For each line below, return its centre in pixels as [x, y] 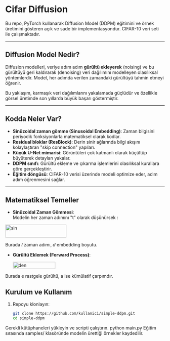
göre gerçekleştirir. [32, 168]
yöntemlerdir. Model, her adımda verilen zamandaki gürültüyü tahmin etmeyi [84, 77]
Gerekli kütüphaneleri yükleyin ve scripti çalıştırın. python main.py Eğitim [81, 328]
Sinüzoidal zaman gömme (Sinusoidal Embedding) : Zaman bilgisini [83, 131]
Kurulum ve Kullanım [39, 292]
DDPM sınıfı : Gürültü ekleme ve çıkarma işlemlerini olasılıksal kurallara [86, 163]
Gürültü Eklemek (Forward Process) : [52, 255]
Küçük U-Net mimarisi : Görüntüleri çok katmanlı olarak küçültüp [80, 152]
